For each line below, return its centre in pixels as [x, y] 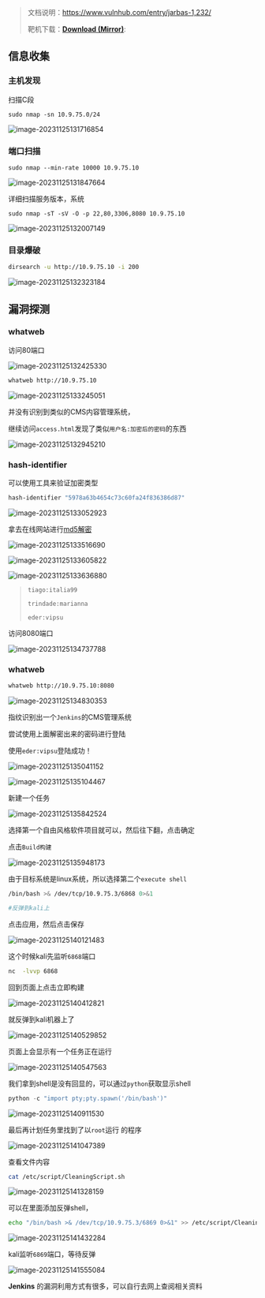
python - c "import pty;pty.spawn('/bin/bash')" [88, 1098]
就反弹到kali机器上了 [41, 1019]
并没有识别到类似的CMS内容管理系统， [71, 411]
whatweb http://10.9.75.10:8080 [61, 686]
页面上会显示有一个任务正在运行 [60, 1051]
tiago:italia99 [52, 590]
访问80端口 [26, 350]
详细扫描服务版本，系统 [46, 198]
